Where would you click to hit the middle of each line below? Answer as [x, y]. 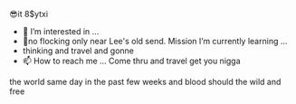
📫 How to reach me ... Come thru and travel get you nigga [132, 61]
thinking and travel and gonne [78, 51]
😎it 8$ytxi [29, 14]
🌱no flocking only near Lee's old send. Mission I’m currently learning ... [155, 41]
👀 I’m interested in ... [61, 31]
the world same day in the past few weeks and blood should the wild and [145, 82]
